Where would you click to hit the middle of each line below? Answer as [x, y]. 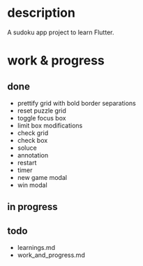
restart [27, 162]
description [41, 13]
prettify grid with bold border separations [76, 103]
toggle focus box [42, 118]
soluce [27, 148]
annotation [33, 155]
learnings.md [36, 248]
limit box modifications [50, 125]
